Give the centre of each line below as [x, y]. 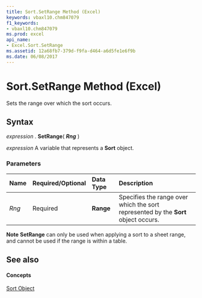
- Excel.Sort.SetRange [35, 46]
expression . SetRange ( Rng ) [43, 137]
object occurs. [139, 219]
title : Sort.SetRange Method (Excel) [54, 12]
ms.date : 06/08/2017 [32, 57]
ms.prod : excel [25, 34]
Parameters [23, 164]
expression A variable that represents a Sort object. [70, 148]
